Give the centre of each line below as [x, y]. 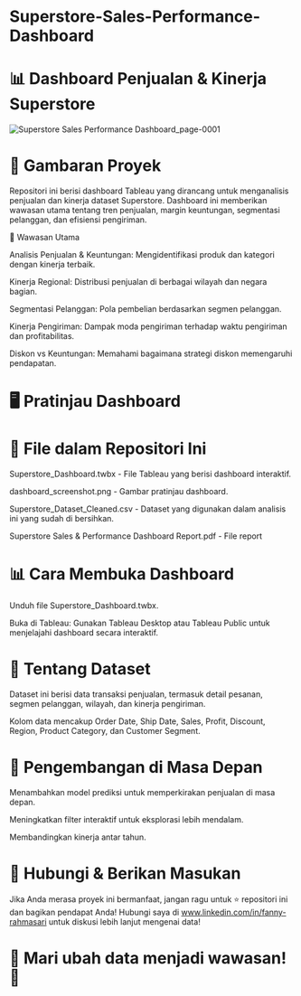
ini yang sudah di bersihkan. [62, 519]
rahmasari [28, 921]
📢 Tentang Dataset [80, 669]
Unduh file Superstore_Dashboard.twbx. [84, 606]
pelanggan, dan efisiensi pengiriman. [78, 220]
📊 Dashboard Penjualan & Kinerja [138, 79]
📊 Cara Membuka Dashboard [122, 574]
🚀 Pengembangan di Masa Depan [136, 768]
